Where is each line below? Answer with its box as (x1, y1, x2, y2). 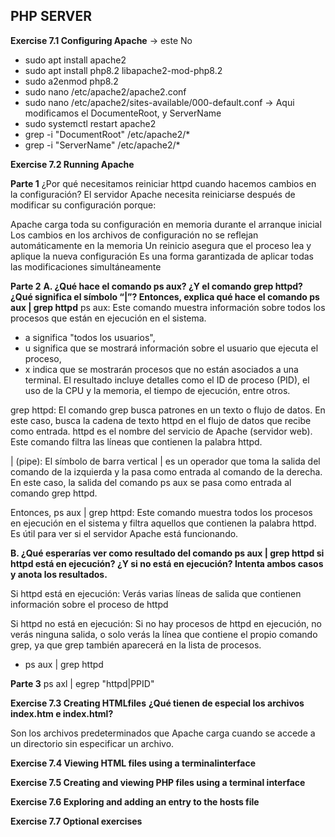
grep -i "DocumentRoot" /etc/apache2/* (24, 128, 191, 140)
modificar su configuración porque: (10, 199, 157, 211)
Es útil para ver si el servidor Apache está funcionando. (10, 527, 239, 539)
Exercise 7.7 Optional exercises (10, 815, 143, 827)
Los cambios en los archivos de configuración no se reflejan (10, 229, 259, 241)
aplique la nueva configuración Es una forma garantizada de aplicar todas (10, 250, 314, 262)
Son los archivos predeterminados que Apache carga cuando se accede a (10, 727, 316, 739)
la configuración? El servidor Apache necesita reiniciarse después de (10, 188, 296, 200)
